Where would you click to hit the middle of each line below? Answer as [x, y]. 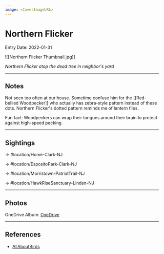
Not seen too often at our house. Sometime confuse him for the [69, 98]
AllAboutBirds [26, 246]
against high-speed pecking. [34, 123]
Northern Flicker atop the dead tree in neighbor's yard [60, 66]
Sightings [20, 143]
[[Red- [140, 98]
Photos [16, 203]
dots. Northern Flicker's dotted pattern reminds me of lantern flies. [72, 108]
